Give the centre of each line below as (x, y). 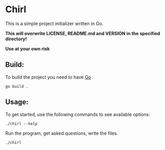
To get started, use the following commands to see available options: (78, 114)
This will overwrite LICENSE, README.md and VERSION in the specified (83, 33)
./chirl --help (21, 123)
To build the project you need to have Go (48, 77)
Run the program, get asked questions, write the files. (62, 133)
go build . (17, 86)
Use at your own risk (28, 48)
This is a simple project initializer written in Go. (54, 23)
